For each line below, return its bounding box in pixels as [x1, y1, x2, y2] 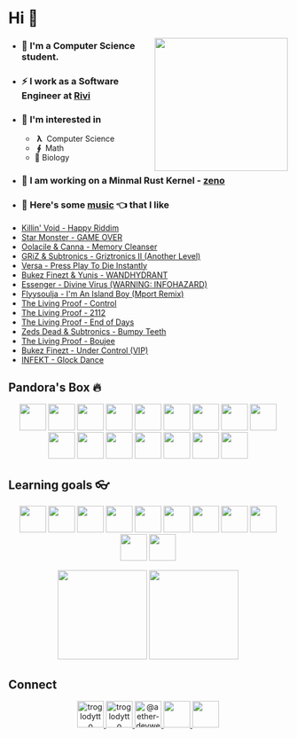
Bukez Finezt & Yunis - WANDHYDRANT [20, 270, 168, 280]
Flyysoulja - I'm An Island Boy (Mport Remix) [20, 288, 184, 299]
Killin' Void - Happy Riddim [20, 222, 120, 233]
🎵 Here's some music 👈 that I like [20, 199, 170, 211]
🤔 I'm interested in [20, 113, 102, 125]
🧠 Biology [34, 153, 70, 163]
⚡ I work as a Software [20, 75, 119, 88]
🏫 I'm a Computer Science [20, 40, 136, 52]
